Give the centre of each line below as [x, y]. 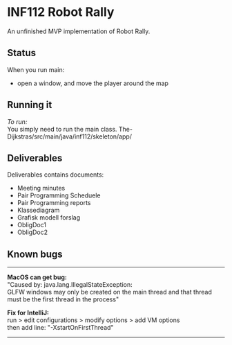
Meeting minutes [41, 188]
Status [22, 53]
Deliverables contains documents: [56, 175]
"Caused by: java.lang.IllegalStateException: [70, 285]
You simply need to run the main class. [62, 129]
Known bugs [35, 254]
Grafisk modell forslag [49, 218]
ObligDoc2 [32, 232]
